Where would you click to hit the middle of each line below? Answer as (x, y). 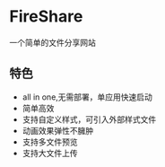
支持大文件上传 (50, 153)
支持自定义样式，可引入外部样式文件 (89, 119)
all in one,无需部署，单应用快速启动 (87, 97)
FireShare (46, 17)
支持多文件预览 (50, 142)
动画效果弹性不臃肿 (58, 130)
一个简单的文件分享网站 (52, 42)
